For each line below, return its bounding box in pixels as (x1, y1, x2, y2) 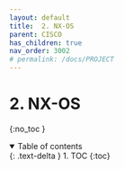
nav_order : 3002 (9, 47, 70, 56)
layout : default (9, 13, 70, 22)
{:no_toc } (9, 123, 46, 134)
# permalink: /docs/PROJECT (9, 55, 115, 64)
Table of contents (17, 140, 83, 151)
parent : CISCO (9, 30, 63, 39)
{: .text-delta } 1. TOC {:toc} (9, 150, 111, 161)
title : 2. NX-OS (9, 22, 75, 31)
